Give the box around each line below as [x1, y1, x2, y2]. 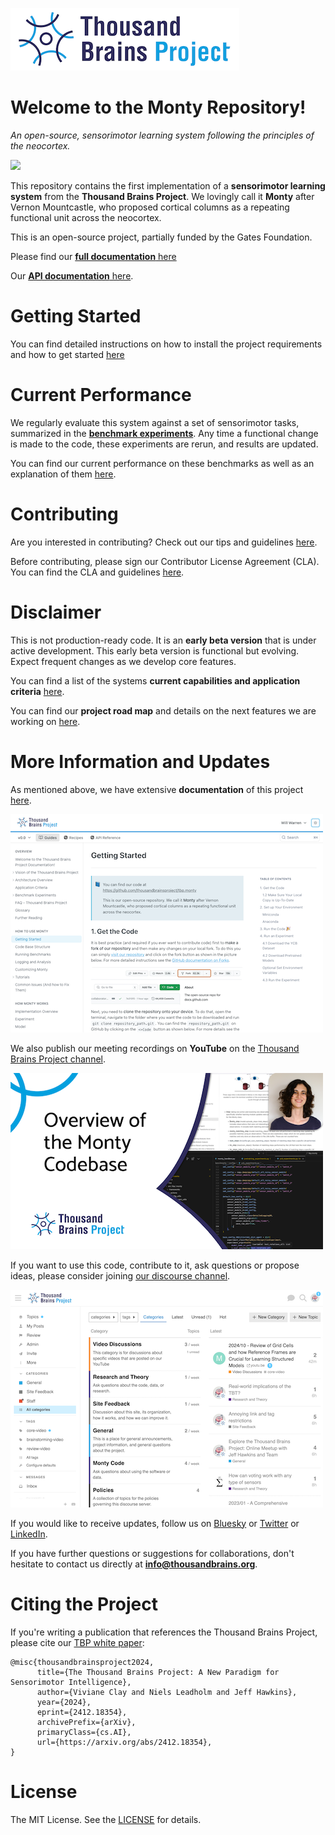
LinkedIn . [10, 1528, 48, 1540]
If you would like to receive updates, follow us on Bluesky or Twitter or [10, 1517, 300, 1529]
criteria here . [10, 685, 65, 697]
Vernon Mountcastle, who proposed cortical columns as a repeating [10, 201, 290, 213]
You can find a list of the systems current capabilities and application [10, 674, 301, 687]
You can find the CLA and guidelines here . [10, 566, 185, 578]
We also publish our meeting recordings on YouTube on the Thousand [10, 1042, 300, 1054]
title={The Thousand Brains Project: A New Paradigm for [36, 1667, 280, 1677]
